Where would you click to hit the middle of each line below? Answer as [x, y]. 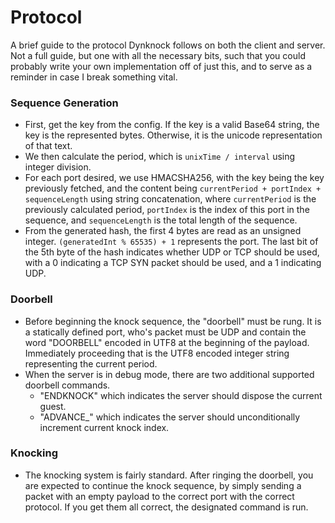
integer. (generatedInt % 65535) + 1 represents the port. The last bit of [171, 242]
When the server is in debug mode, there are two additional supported [169, 374]
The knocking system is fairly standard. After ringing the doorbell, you [169, 475]
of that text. [48, 146]
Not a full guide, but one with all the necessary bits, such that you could [158, 55]
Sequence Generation [64, 103]
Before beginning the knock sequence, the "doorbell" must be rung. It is [173, 321]
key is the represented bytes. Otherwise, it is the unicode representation [173, 135]
